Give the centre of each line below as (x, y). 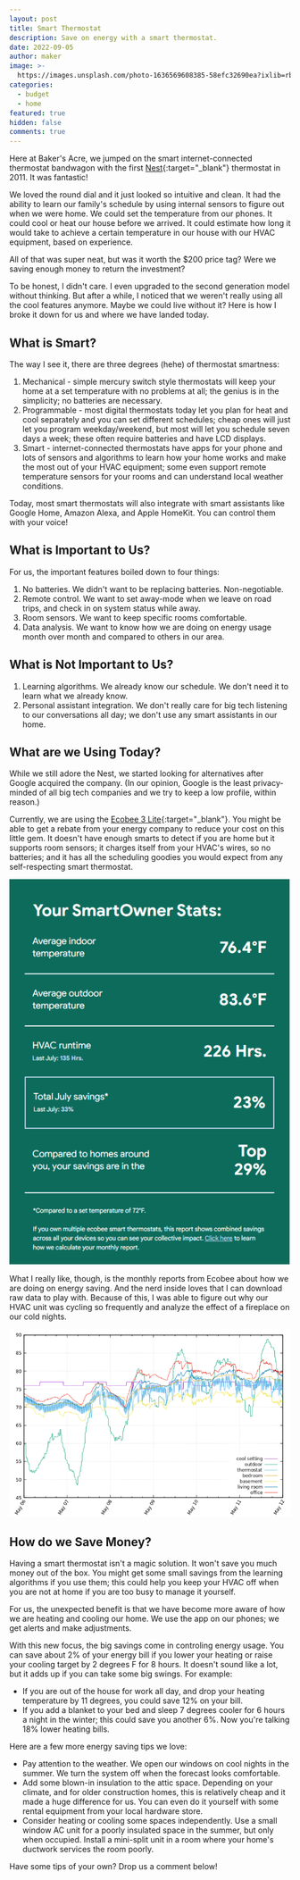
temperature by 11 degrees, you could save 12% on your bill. (133, 1700)
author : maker (36, 57)
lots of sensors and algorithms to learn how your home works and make (154, 457)
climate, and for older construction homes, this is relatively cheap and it (154, 1792)
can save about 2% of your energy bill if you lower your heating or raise (141, 1655)
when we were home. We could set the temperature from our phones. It (141, 213)
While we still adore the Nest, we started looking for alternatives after (137, 773)
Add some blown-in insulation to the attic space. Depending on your (148, 1783)
